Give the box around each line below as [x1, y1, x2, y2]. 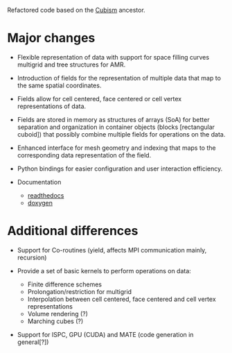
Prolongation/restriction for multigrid [27, 287, 132, 295]
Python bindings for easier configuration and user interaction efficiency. [17, 164, 223, 173]
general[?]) [17, 338, 49, 346]
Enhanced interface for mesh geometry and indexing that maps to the [17, 144, 216, 152]
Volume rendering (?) [27, 309, 89, 318]
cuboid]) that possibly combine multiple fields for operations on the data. [17, 130, 226, 138]
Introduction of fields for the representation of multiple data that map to [17, 74, 222, 82]
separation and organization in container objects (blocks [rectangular [17, 123, 215, 131]
